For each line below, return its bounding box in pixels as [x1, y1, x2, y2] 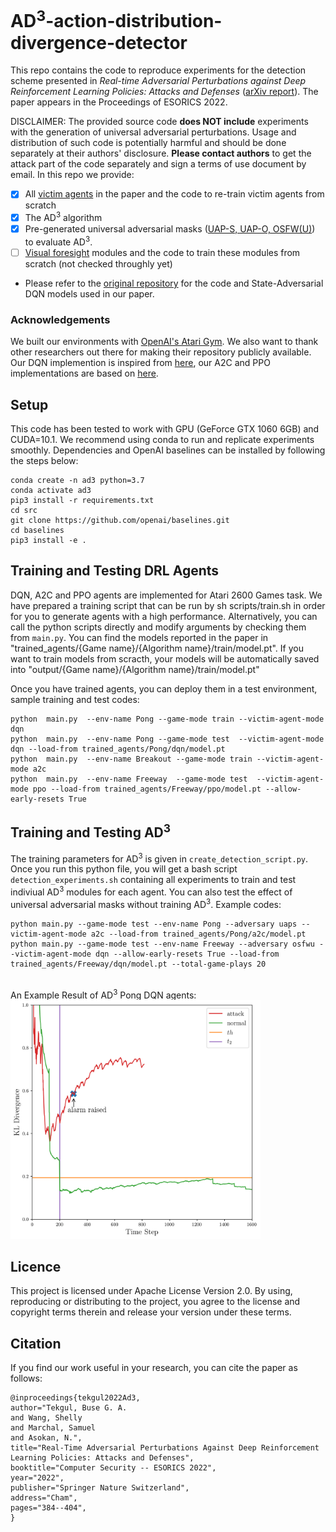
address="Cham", [10, 1493, 78, 1503]
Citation [10, 1335, 62, 1352]
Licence [10, 1259, 62, 1275]
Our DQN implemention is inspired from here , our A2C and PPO [10, 357, 271, 369]
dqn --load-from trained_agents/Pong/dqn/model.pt [10, 744, 226, 754]
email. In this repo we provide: [10, 169, 135, 181]
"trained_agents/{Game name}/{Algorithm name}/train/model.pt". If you [10, 642, 304, 654]
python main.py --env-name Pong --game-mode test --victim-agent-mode [10, 734, 325, 744]
